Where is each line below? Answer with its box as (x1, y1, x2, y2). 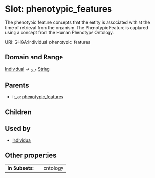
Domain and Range (5, 53, 63, 61)
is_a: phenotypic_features (12, 94, 63, 100)
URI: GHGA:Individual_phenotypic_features (5, 39, 91, 44)
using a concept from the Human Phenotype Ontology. (5, 30, 114, 35)
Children (5, 108, 31, 116)
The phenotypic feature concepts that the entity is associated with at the (5, 19, 150, 25)
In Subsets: (7, 165, 34, 172)
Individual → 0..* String (5, 66, 50, 73)
